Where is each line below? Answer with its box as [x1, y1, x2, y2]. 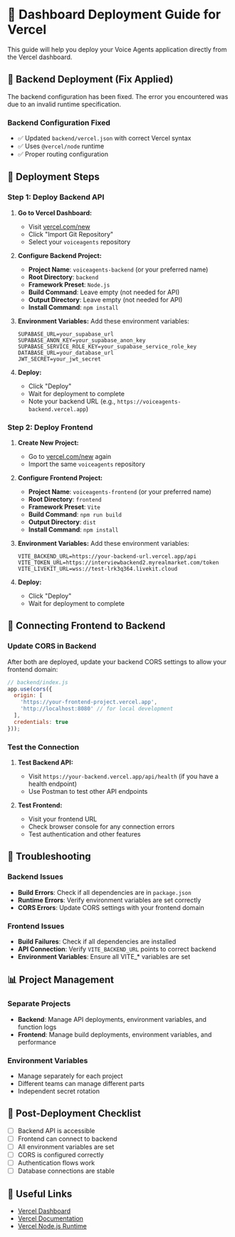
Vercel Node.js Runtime [17, 1221, 87, 1230]
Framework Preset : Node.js [28, 280, 110, 289]
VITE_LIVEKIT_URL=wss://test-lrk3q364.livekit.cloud [17, 566, 178, 573]
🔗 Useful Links [7, 1188, 73, 1200]
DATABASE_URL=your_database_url [17, 349, 114, 356]
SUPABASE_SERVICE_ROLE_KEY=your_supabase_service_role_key [17, 343, 197, 350]
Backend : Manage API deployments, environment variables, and [17, 1015, 207, 1023]
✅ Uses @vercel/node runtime [17, 142, 105, 150]
